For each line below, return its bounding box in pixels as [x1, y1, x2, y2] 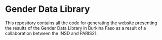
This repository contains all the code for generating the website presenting [5, 20, 157, 26]
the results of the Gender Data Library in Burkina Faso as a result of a [5, 25, 146, 31]
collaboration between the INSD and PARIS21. [5, 30, 98, 36]
